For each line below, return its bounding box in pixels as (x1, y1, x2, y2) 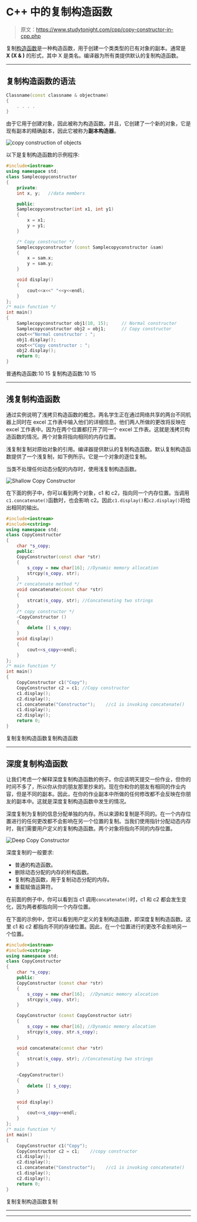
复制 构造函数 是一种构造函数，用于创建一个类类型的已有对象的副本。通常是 (6, 45, 186, 52)
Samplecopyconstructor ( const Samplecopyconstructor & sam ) (16, 244, 164, 250)
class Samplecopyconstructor (6, 174, 77, 180)
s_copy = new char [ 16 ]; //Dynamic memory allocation (27, 565, 159, 570)
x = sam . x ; (27, 255, 54, 261)
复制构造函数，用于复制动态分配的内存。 (14, 876, 113, 883)
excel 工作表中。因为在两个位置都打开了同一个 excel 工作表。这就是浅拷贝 (6, 425, 185, 432)
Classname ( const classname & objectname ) (6, 92, 109, 98)
